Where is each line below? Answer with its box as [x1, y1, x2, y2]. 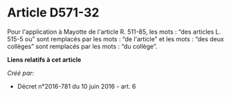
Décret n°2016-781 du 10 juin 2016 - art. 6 [17, 82, 136, 90]
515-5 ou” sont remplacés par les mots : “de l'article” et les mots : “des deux [7, 34, 225, 43]
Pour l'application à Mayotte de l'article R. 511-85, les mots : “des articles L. [7, 28, 221, 36]
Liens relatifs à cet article [7, 55, 82, 63]
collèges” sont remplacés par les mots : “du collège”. [7, 42, 158, 50]
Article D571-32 [7, 5, 100, 21]
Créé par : [7, 69, 35, 77]
